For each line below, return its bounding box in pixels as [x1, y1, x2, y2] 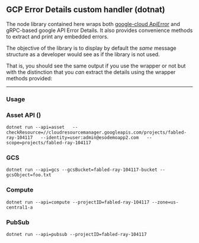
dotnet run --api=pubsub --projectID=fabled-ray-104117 [6, 231, 147, 237]
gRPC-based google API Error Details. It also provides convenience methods [6, 27, 193, 34]
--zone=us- [152, 199, 179, 205]
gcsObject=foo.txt [6, 172, 52, 178]
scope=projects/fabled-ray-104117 [6, 140, 92, 146]
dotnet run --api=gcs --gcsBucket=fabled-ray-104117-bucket [6, 167, 158, 173]
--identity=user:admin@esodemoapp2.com [40, 135, 139, 141]
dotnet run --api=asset [6, 124, 65, 131]
